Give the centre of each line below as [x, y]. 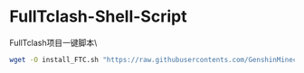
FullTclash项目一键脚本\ [53, 42]
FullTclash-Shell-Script [98, 17]
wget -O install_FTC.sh [54, 59]
